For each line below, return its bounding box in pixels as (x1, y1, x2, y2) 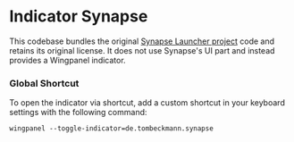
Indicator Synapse (9, 6, 148, 27)
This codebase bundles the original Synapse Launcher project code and (9, 36, 275, 46)
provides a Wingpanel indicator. (9, 54, 127, 65)
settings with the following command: (9, 107, 147, 118)
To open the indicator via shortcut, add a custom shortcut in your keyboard (9, 97, 286, 108)
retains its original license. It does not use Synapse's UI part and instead (9, 45, 275, 55)
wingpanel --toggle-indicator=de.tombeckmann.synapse (9, 124, 214, 133)
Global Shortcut (9, 77, 80, 89)
